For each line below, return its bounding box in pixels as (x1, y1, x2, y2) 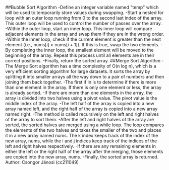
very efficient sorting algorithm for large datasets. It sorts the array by (5, 68, 150, 74)
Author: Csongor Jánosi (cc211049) (5, 159, 79, 165)
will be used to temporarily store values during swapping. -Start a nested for (5, 10, 164, 16)
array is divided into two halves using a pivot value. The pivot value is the (5, 95, 157, 101)
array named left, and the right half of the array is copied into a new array (5, 106, 158, 112)
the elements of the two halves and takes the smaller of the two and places (5, 127, 161, 133)
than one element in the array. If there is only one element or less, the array (5, 84, 162, 90)
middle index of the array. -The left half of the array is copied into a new (5, 101, 155, 106)
